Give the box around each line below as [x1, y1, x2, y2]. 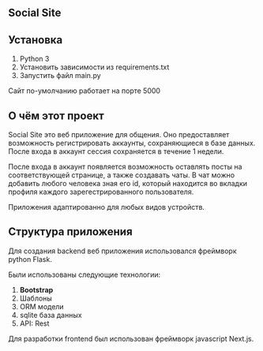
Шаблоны [19, 293, 53, 303]
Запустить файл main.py [19, 71, 101, 80]
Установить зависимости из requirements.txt [19, 62, 170, 72]
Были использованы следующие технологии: [8, 270, 161, 279]
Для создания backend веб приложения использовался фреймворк [8, 246, 237, 256]
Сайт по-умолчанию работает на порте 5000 [8, 86, 160, 95]
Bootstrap [19, 285, 54, 294]
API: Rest [19, 319, 50, 328]
